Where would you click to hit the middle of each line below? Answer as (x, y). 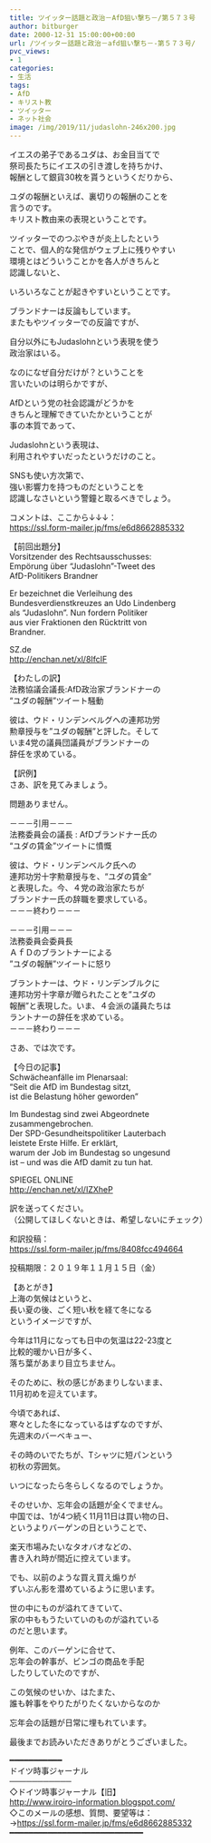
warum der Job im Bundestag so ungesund (90, 1152)
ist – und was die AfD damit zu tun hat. (82, 1162)
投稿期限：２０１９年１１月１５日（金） (85, 1268)
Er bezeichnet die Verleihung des (71, 593)
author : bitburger (44, 26)
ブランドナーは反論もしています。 (72, 311)
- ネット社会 (30, 119)
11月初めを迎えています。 (56, 1393)
